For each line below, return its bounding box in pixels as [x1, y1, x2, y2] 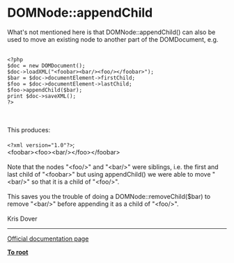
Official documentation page [7, 234, 89, 243]
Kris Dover [7, 214, 38, 223]
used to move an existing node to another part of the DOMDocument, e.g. [7, 35, 219, 43]
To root [7, 248, 29, 256]
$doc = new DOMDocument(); [7, 62, 86, 69]
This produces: [7, 125, 51, 134]
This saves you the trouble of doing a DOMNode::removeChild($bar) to [7, 192, 211, 200]
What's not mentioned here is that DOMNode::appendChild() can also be [7, 28, 216, 36]
